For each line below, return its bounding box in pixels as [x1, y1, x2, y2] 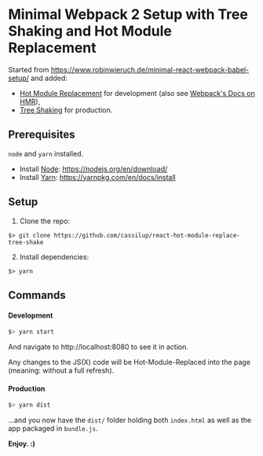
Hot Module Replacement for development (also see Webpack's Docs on [19, 88, 255, 97]
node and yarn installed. [8, 149, 84, 158]
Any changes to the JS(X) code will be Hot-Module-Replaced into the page [8, 358, 251, 367]
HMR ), [19, 97, 41, 106]
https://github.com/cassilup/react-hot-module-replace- [53, 231, 241, 239]
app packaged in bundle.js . [8, 424, 98, 433]
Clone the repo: [19, 216, 71, 226]
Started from [8, 64, 49, 74]
